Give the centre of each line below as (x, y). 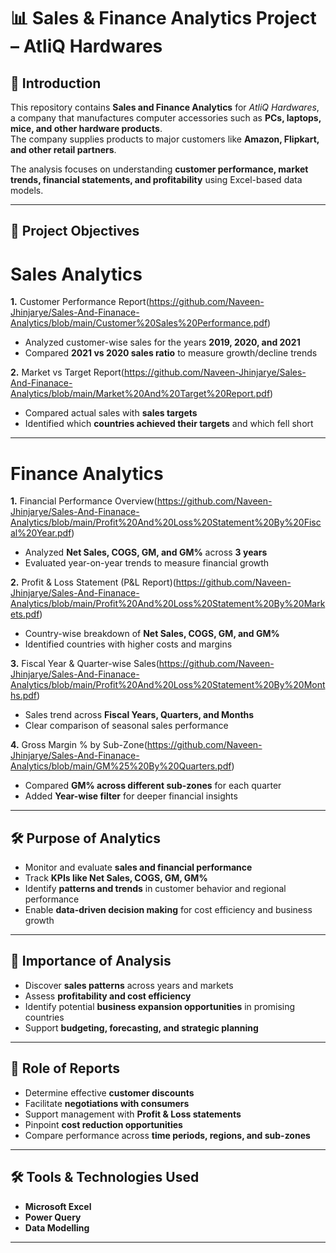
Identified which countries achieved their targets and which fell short (169, 424)
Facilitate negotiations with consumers (107, 1103)
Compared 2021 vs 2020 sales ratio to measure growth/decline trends (171, 353)
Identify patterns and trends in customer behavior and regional (155, 889)
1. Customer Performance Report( (80, 302)
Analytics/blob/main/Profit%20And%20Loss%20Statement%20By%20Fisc (166, 522)
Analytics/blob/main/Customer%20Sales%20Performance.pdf (139, 323)
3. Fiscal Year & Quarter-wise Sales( (85, 664)
